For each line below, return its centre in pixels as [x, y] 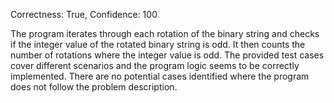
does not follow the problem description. [94, 87]
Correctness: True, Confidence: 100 [84, 14]
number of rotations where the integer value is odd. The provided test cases [167, 55]
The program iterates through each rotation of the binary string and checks [165, 33]
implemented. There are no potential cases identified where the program [160, 76]
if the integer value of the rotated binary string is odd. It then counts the [158, 44]
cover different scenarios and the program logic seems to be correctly [155, 65]
